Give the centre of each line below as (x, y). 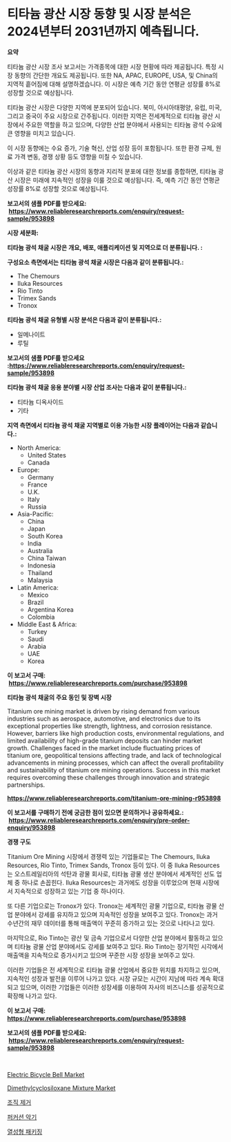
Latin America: (38, 587)
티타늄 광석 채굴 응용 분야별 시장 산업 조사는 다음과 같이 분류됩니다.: (97, 387)
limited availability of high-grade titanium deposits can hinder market (105, 741)
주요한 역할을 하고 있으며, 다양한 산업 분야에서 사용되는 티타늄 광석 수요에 (124, 125)
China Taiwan (47, 558)
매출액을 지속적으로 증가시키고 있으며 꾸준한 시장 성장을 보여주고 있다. (101, 955)
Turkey (37, 631)
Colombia (41, 617)
